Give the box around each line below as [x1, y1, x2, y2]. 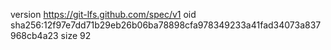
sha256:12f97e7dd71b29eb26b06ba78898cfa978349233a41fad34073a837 [10, 19, 322, 31]
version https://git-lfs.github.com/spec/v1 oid [10, 9, 197, 20]
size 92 [60, 30, 92, 41]
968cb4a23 [10, 30, 59, 41]
